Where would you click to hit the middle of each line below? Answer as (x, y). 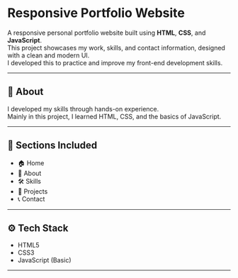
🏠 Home (31, 163)
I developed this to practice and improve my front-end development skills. (115, 62)
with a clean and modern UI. (49, 55)
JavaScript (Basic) (44, 260)
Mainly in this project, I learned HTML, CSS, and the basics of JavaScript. (114, 116)
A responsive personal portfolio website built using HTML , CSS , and (107, 33)
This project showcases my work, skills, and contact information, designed (116, 48)
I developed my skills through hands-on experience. (83, 109)
